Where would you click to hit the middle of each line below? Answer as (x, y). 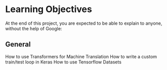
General (18, 45)
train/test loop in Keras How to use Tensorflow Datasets (63, 62)
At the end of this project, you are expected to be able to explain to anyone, (84, 23)
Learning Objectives (49, 9)
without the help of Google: (34, 28)
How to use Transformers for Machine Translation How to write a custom (81, 56)
